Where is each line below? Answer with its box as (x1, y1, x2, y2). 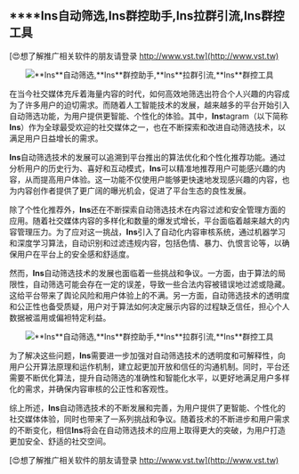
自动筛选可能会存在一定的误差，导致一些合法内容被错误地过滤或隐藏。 (32, 279, 290, 290)
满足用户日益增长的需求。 (9, 133, 103, 143)
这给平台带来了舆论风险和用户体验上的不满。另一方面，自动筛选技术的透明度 (9, 290, 290, 300)
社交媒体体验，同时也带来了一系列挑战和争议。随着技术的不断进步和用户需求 (9, 413, 290, 424)
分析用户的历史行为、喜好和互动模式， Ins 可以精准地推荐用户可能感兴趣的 (9, 163, 279, 174)
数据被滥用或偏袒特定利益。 (9, 312, 111, 323)
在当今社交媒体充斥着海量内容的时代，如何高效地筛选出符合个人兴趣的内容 (9, 88, 282, 99)
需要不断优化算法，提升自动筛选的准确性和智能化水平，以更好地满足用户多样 (9, 372, 290, 383)
